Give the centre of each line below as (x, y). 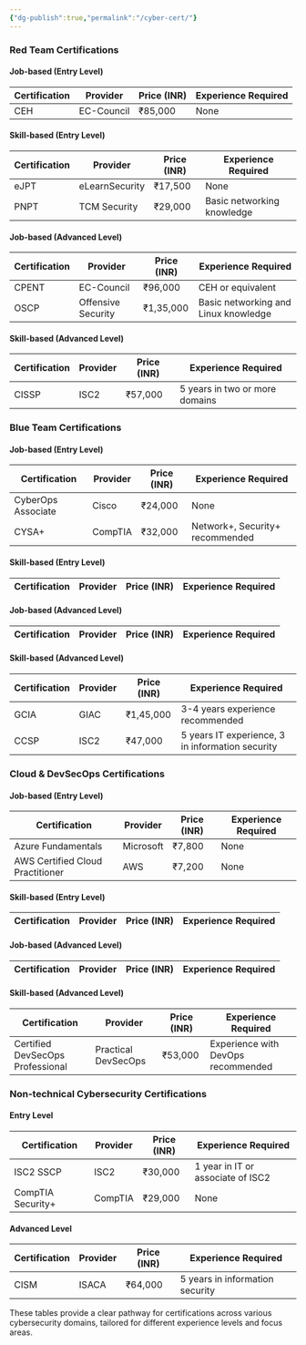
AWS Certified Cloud (58, 861)
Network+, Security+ (236, 527)
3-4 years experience (228, 709)
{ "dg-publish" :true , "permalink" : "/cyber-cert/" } (103, 18)
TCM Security (108, 206)
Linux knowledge (235, 313)
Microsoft (143, 847)
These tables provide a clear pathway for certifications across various (141, 1313)
